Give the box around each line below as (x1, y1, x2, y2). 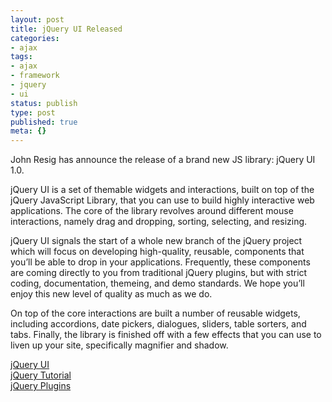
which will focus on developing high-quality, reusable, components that (10, 246, 305, 258)
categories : (10, 33, 60, 43)
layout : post (10, 14, 65, 25)
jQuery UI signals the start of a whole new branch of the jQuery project (10, 235, 303, 247)
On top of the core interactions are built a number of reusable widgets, (10, 307, 301, 320)
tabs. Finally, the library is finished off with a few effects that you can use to (10, 329, 322, 341)
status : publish (10, 98, 78, 108)
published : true (10, 117, 78, 127)
